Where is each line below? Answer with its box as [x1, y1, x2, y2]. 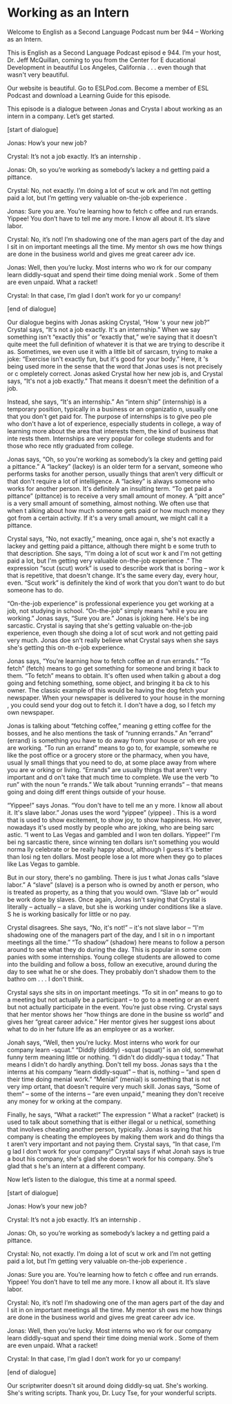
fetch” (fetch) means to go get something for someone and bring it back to [7, 664, 220, 672]
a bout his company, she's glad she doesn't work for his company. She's [7, 1154, 214, 1163]
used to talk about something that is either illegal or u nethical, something [7, 1118, 216, 1126]
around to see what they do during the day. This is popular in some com [7, 945, 212, 953]
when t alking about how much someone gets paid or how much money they [7, 506, 225, 514]
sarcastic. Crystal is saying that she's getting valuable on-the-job [7, 621, 193, 630]
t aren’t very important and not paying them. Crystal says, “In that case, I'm [7, 1139, 221, 1148]
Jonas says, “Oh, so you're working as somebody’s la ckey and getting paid [7, 455, 222, 463]
